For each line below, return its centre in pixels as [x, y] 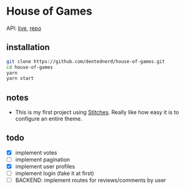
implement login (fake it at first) [55, 174]
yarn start [20, 79]
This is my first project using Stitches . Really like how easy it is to [97, 112]
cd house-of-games [30, 67]
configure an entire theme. [49, 119]
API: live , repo [24, 28]
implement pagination [42, 159]
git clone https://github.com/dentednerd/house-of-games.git [86, 61]
